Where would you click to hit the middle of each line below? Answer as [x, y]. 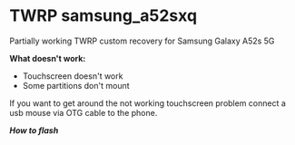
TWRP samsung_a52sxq [103, 16]
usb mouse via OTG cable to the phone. [84, 112]
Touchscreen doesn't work [73, 76]
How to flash [34, 130]
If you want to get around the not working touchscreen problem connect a [147, 103]
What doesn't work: [48, 58]
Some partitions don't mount [76, 85]
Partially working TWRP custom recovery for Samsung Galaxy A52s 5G [142, 41]
